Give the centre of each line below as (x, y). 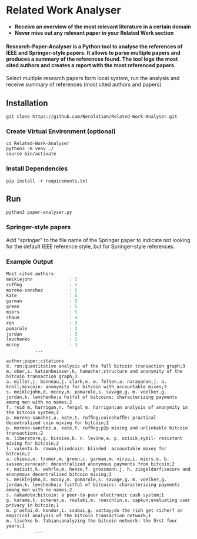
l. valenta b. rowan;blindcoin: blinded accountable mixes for (86, 449)
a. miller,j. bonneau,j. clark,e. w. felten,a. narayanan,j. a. (86, 382)
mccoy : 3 (42, 345)
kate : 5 (42, 296)
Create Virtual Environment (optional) (61, 131)
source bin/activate (31, 154)
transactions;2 (25, 434)
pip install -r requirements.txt (47, 181)
